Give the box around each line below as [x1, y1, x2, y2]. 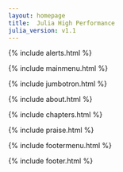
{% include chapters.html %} [8, 110, 103, 119]
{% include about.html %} [8, 95, 93, 104]
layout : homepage [8, 11, 66, 20]
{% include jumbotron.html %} [8, 79, 108, 88]
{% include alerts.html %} [8, 49, 93, 58]
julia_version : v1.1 [8, 26, 77, 34]
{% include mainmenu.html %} [8, 64, 109, 73]
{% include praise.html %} [8, 125, 94, 135]
